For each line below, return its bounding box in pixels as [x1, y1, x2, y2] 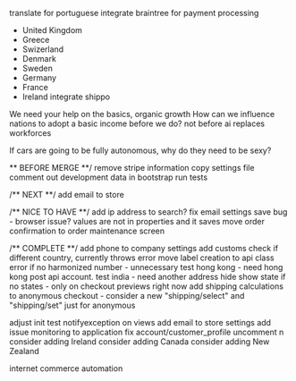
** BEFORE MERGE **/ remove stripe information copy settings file [9, 163, 255, 173]
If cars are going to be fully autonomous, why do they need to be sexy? [9, 145, 272, 156]
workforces [9, 128, 52, 138]
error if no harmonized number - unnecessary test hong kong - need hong [9, 262, 283, 272]
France [21, 82, 49, 92]
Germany [21, 72, 56, 83]
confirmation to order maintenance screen [9, 225, 165, 236]
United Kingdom [21, 25, 83, 35]
